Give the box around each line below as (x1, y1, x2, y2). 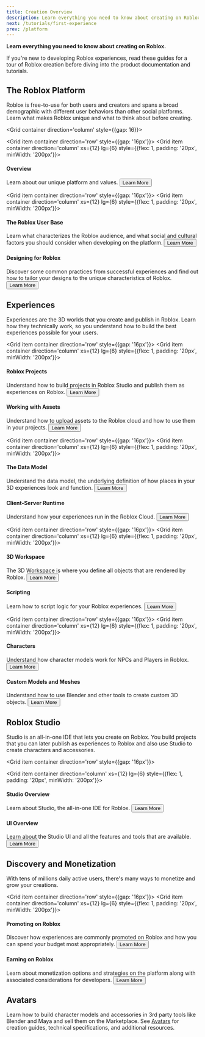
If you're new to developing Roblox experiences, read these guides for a (6, 54, 188, 62)
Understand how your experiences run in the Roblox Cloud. (6, 513, 156, 520)
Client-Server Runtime (6, 499, 65, 506)
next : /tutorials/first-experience (6, 20, 97, 26)
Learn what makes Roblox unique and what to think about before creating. (6, 114, 192, 122)
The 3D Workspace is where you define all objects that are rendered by (6, 567, 186, 574)
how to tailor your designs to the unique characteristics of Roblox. (6, 274, 172, 281)
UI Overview (6, 819, 38, 827)
